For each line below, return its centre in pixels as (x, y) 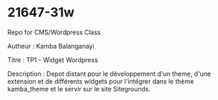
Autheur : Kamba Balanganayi (51, 46)
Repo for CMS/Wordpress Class (54, 32)
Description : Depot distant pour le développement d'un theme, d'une (109, 74)
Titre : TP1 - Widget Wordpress (53, 60)
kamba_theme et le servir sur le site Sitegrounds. (79, 89)
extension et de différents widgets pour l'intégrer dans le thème (101, 81)
